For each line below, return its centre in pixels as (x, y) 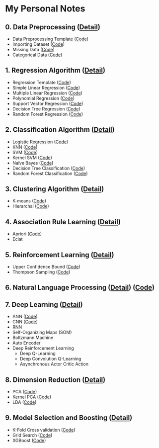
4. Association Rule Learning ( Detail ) (63, 222)
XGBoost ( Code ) (29, 440)
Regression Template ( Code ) (41, 82)
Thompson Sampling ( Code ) (41, 272)
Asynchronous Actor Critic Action (54, 364)
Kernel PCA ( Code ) (32, 397)
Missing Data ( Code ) (33, 49)
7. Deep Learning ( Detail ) (44, 305)
